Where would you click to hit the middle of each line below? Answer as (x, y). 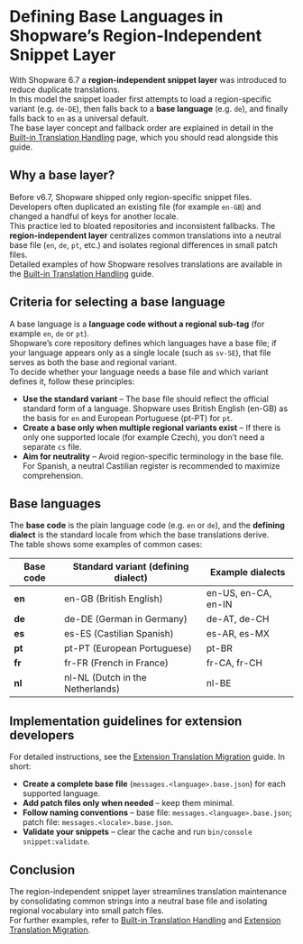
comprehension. (53, 475)
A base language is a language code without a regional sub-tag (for (137, 324)
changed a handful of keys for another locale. (94, 216)
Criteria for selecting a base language (117, 302)
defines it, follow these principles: (72, 381)
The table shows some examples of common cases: (106, 545)
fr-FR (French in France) (117, 663)
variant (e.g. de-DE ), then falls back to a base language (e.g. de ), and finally (149, 108)
